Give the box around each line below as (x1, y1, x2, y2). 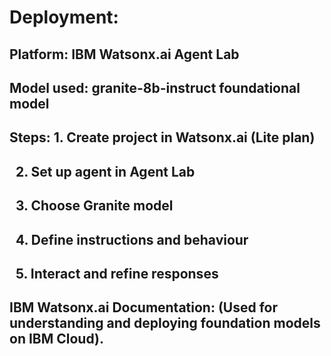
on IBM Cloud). (9, 331, 104, 348)
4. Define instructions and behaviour (15, 231, 249, 248)
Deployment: (9, 6, 119, 29)
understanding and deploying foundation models (9, 315, 321, 332)
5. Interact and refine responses (15, 265, 219, 282)
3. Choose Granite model (15, 197, 174, 215)
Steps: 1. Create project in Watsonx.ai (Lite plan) (9, 129, 316, 146)
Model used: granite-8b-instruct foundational (9, 79, 301, 96)
